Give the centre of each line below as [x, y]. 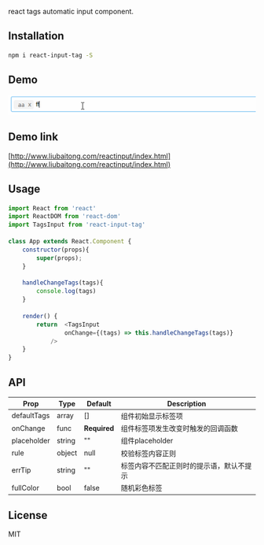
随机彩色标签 [141, 488]
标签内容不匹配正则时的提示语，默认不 [183, 465]
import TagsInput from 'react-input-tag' [77, 225]
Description [187, 403]
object [67, 453]
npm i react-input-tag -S [50, 55]
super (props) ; [59, 258]
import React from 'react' [52, 208]
